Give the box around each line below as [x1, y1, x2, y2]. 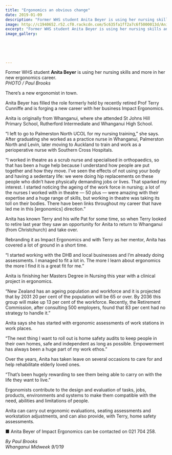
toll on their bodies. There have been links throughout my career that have [5, 200, 162, 206]
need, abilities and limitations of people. [5, 398, 90, 404]
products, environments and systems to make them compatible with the [5, 392, 157, 399]
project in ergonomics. [5, 278, 53, 284]
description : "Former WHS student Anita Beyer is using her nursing [5, 17, 155, 22]
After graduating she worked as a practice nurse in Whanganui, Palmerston [5, 136, 164, 142]
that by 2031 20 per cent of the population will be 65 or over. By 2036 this [5, 294, 161, 300]
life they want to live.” [5, 377, 51, 383]
